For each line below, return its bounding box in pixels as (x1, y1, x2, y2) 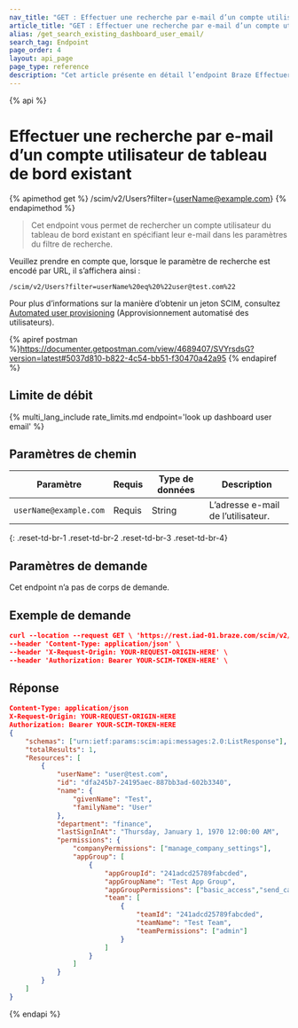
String (151, 505, 177, 517)
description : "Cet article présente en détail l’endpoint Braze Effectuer (9, 71, 292, 80)
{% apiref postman (9, 334, 78, 344)
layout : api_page (9, 54, 74, 63)
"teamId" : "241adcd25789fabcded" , (136, 910, 264, 919)
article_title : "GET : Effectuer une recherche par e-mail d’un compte (9, 21, 279, 30)
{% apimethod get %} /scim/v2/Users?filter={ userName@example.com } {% (9, 192, 286, 204)
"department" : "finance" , (56, 820, 153, 828)
